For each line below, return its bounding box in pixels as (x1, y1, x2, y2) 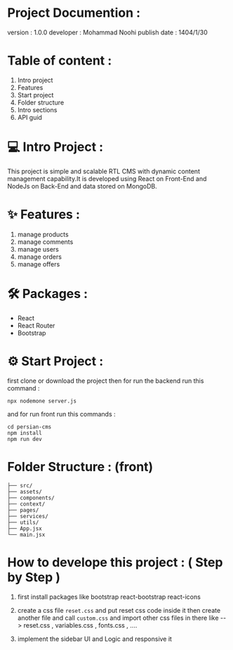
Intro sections (17, 105, 58, 114)
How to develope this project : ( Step (7, 554, 223, 570)
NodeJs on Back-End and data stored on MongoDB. (7, 182, 157, 190)
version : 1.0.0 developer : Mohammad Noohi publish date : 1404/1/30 (7, 28, 208, 36)
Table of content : (7, 53, 112, 69)
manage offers (17, 259, 60, 268)
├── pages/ (7, 506, 39, 513)
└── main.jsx (7, 531, 46, 538)
